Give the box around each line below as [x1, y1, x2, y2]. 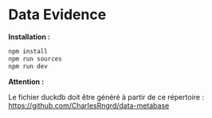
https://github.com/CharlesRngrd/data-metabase [8, 100, 170, 110]
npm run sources [8, 54, 62, 63]
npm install [8, 47, 48, 55]
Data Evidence [8, 6, 107, 24]
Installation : [8, 32, 50, 41]
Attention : [8, 77, 45, 86]
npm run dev [8, 62, 48, 70]
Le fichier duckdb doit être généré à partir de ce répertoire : [8, 92, 205, 101]
